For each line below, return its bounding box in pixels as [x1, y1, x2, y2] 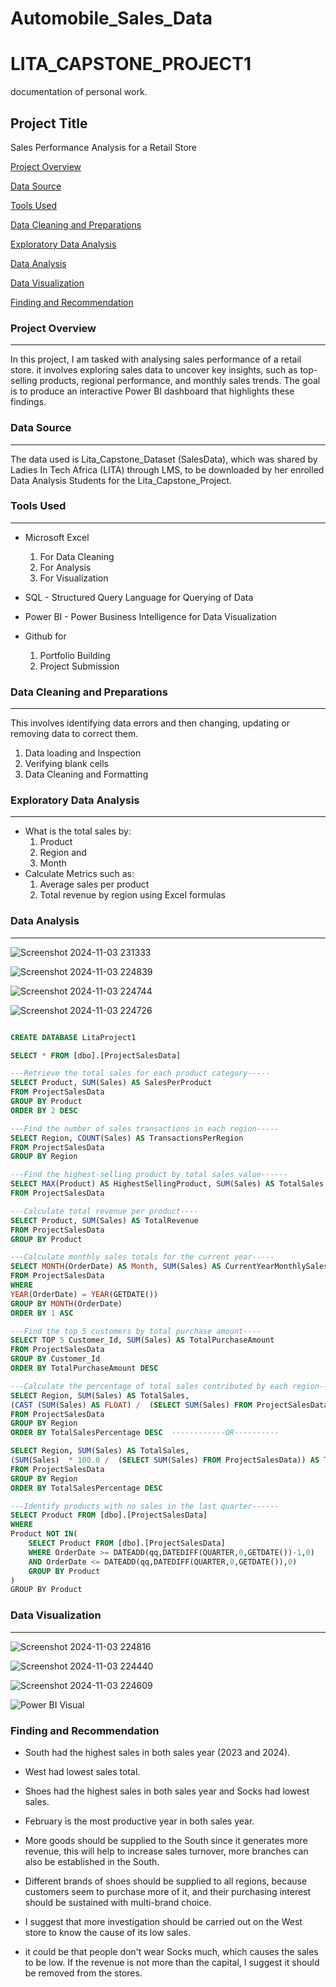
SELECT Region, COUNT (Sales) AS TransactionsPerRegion [10, 1133, 244, 1143]
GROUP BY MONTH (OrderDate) [10, 1298, 123, 1309]
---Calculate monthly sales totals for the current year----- [10, 1252, 275, 1262]
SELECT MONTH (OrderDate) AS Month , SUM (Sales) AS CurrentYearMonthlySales [10, 1262, 329, 1272]
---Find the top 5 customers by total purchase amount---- [10, 1326, 262, 1336]
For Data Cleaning [39, 550, 115, 562]
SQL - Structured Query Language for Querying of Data [24, 591, 254, 603]
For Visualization [39, 572, 109, 584]
